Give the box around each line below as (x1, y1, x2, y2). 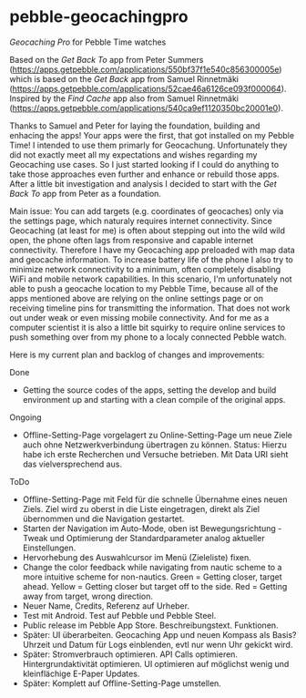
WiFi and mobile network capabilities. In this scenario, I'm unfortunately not (9, 273, 293, 284)
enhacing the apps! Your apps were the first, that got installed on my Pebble (9, 129, 294, 140)
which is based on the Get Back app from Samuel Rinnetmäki (9, 73, 240, 84)
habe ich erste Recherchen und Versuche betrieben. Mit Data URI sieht (22, 448, 289, 459)
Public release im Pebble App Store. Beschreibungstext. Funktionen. (22, 620, 280, 631)
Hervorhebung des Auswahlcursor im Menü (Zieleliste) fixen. (22, 551, 252, 562)
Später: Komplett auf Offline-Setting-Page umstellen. (22, 677, 221, 689)
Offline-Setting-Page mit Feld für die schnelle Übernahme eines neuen (22, 494, 288, 505)
